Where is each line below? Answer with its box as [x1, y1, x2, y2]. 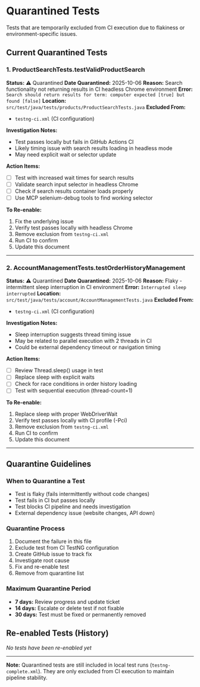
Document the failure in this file [14, 538, 92, 545]
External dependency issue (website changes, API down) [14, 510, 155, 517]
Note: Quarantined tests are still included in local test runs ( [6, 661, 152, 668]
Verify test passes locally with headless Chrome [14, 224, 133, 231]
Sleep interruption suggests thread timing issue [14, 331, 132, 338]
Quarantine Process [6, 525, 65, 533]
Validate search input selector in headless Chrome [14, 180, 139, 188]
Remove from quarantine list [14, 569, 85, 577]
